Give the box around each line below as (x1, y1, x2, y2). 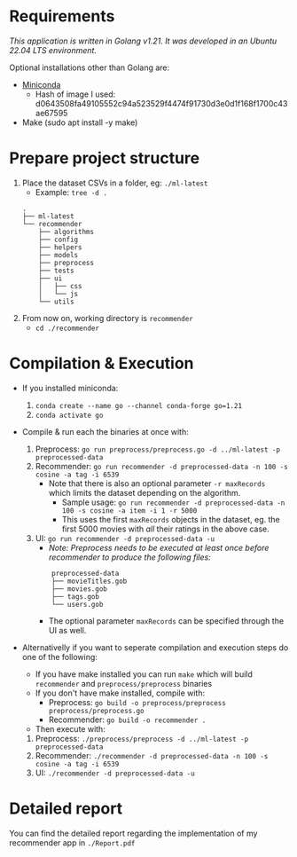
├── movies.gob (51, 584, 108, 594)
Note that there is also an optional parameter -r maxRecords (48, 477, 266, 489)
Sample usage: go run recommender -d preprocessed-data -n (61, 497, 285, 507)
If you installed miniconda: (21, 382, 119, 393)
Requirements (9, 6, 115, 27)
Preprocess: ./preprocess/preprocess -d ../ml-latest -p (35, 733, 249, 743)
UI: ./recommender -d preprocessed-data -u (35, 767, 195, 778)
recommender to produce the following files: (48, 552, 211, 562)
